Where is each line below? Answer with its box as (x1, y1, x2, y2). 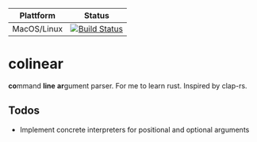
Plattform (19, 10, 56, 21)
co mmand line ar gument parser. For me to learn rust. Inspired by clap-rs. (8, 80, 247, 90)
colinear (8, 55, 63, 73)
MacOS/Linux (12, 24, 63, 34)
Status (83, 10, 109, 21)
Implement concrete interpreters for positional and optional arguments (19, 125, 250, 134)
